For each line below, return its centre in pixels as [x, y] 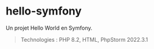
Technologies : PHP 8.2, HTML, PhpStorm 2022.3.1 [84, 39]
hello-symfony [44, 11]
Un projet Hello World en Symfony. [49, 28]
